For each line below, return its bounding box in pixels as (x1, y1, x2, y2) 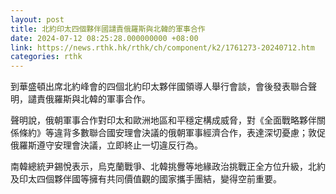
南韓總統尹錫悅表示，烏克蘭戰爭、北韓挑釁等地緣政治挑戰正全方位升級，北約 (10, 161, 326, 173)
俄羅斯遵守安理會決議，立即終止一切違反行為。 (10, 139, 203, 151)
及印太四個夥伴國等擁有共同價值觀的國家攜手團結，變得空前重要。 (10, 173, 282, 185)
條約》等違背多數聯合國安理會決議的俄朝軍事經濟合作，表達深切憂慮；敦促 (18, 127, 326, 139)
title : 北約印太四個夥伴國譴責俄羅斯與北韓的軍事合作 (10, 24, 206, 34)
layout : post (10, 14, 65, 25)
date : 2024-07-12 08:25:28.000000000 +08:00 (10, 33, 199, 43)
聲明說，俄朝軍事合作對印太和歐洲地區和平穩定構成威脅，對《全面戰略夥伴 (10, 114, 317, 126)
